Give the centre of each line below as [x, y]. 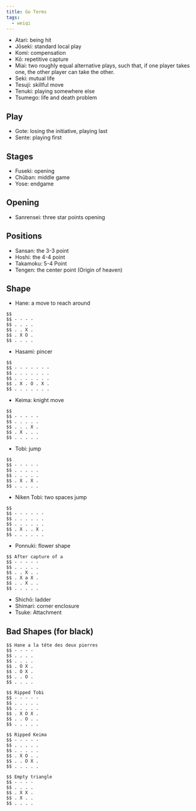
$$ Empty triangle [29, 777]
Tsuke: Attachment [38, 612]
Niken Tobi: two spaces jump [51, 497]
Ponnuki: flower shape [43, 546]
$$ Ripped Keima [26, 735]
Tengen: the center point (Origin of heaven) [69, 270]
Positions [24, 236]
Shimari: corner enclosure [47, 606]
